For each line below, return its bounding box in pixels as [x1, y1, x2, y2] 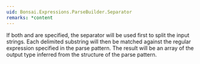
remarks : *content [6, 15, 53, 21]
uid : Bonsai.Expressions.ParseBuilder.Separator [6, 9, 132, 15]
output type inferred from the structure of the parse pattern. [6, 51, 157, 58]
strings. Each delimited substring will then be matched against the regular [6, 38, 191, 45]
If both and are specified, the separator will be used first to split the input [6, 31, 190, 38]
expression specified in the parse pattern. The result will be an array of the [6, 44, 194, 52]
